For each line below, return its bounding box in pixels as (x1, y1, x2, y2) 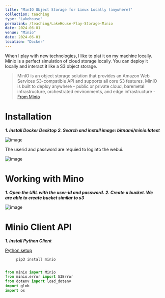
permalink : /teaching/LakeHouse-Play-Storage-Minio (5, 21, 113, 26)
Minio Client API (5, 221, 72, 232)
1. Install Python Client (5, 237, 52, 244)
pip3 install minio (16, 257, 56, 262)
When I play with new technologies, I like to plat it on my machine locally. (5, 53, 153, 59)
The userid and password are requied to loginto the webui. (5, 146, 124, 152)
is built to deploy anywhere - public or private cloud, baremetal (17, 83, 145, 89)
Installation (5, 111, 52, 122)
